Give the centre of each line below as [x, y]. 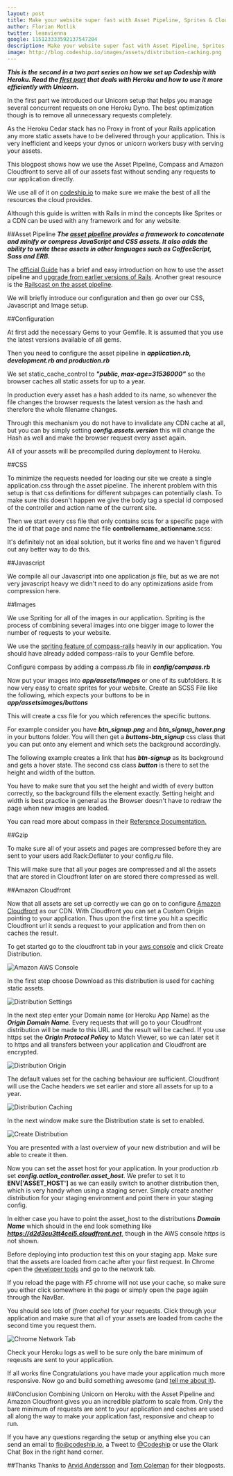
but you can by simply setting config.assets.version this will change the [111, 430]
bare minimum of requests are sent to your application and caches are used [115, 1409]
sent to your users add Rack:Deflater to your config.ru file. [90, 856]
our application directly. [41, 179]
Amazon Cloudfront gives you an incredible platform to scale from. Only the [115, 1401]
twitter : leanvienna [37, 33]
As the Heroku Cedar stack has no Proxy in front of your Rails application [112, 128]
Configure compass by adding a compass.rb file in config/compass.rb [109, 667]
